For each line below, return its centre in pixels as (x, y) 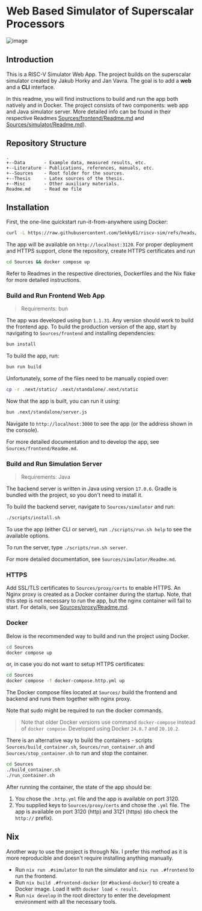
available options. (28, 536)
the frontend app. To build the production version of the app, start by (91, 327)
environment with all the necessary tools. (66, 901)
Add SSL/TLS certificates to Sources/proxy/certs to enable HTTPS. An (93, 588)
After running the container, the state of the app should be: (79, 787)
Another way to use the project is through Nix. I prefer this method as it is (97, 851)
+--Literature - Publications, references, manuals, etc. (80, 168)
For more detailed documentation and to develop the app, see (83, 441)
